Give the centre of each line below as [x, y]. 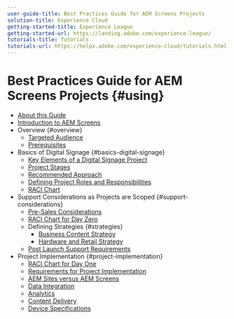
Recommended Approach [65, 174]
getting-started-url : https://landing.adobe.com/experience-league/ [109, 33]
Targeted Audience [55, 137]
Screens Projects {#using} [86, 96]
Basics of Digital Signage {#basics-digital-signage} [91, 152]
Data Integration [51, 286]
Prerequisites [47, 145]
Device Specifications [59, 308]
